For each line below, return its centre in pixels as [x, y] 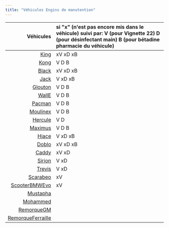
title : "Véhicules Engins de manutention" [50, 10]
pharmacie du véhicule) [85, 46]
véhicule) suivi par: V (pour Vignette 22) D [108, 33]
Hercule [42, 120]
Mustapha [39, 193]
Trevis [44, 169]
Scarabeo [40, 177]
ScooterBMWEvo [31, 185]
